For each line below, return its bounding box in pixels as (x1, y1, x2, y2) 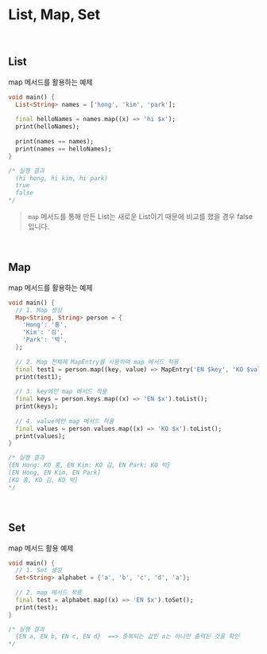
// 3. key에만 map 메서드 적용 (15, 388, 107, 396)
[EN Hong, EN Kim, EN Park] (8, 468, 102, 477)
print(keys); (15, 402, 59, 411)
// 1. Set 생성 (15, 566, 62, 574)
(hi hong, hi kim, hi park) (15, 174, 109, 182)
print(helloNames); (15, 123, 80, 131)
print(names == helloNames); (15, 145, 112, 153)
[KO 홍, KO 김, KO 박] (8, 476, 79, 484)
